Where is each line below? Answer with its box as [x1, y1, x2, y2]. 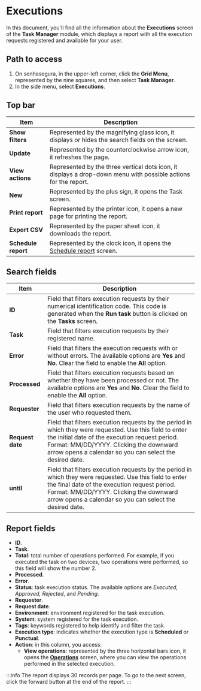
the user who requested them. [47, 409, 132, 417]
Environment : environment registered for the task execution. [14, 609, 165, 617]
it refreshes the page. [49, 153, 110, 161]
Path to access [6, 54, 63, 64]
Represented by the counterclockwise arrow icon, [49, 145, 190, 153]
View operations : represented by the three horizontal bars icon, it [23, 647, 187, 654]
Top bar [6, 100, 36, 110]
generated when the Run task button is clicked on [47, 310, 188, 318]
